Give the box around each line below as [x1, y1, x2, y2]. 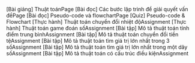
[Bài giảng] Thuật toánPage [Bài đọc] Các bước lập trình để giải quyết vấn [6, 6, 188, 12]
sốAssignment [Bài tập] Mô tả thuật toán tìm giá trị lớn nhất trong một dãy [6, 43, 188, 51]
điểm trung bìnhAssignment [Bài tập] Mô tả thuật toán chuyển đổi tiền [6, 31, 179, 38]
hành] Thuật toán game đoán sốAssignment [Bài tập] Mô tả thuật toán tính [6, 24, 190, 31]
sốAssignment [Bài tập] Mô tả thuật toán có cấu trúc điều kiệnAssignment [6, 50, 189, 56]
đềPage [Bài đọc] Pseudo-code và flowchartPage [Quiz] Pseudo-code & [6, 12, 185, 19]
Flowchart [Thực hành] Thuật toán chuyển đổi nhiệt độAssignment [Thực [6, 18, 187, 25]
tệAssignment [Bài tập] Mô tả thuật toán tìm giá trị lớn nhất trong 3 [6, 37, 170, 44]
